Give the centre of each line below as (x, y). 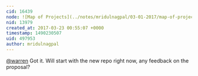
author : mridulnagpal (33, 44)
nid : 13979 (19, 22)
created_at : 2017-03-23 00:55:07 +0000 (55, 28)
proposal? (18, 67)
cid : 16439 (19, 11)
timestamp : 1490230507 (34, 33)
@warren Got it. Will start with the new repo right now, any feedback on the (98, 61)
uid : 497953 (21, 39)
